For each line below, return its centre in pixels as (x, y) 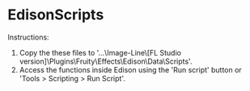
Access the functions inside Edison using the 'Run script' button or (130, 69)
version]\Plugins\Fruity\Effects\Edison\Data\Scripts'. (106, 61)
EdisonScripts (56, 15)
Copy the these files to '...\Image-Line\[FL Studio (100, 52)
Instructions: (28, 37)
